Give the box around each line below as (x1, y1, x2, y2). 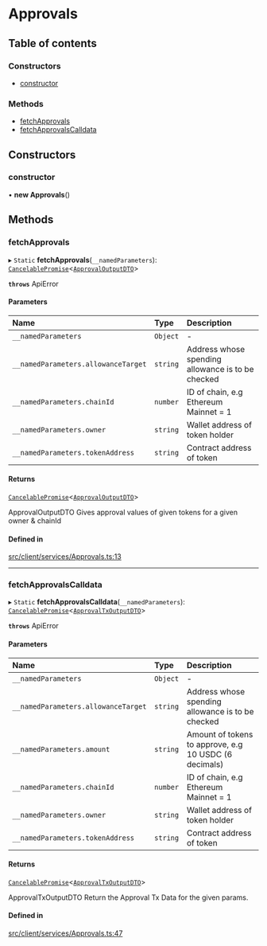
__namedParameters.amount (12, 745, 110, 753)
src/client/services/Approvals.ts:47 (8, 928, 123, 938)
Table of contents (8, 37, 97, 50)
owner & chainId (8, 515, 62, 526)
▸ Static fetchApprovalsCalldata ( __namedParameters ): (8, 597, 185, 607)
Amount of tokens (186, 729, 253, 740)
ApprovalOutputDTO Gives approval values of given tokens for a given (8, 507, 238, 517)
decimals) (186, 758, 224, 769)
